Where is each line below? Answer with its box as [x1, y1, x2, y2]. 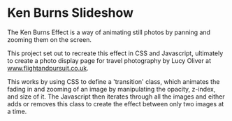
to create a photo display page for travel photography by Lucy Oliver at [7, 56, 212, 64]
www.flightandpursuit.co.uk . [7, 64, 89, 72]
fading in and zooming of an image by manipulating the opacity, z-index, [7, 85, 216, 93]
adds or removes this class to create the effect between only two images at [7, 99, 224, 108]
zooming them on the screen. [7, 35, 92, 43]
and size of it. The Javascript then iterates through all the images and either [7, 92, 225, 101]
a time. [7, 107, 27, 115]
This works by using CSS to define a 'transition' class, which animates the [7, 77, 220, 85]
